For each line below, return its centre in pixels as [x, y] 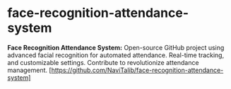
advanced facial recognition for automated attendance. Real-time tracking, [116, 55]
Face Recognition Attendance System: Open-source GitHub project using [116, 47]
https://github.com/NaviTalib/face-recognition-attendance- [137, 70]
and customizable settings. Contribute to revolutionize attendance [103, 62]
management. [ [29, 70]
